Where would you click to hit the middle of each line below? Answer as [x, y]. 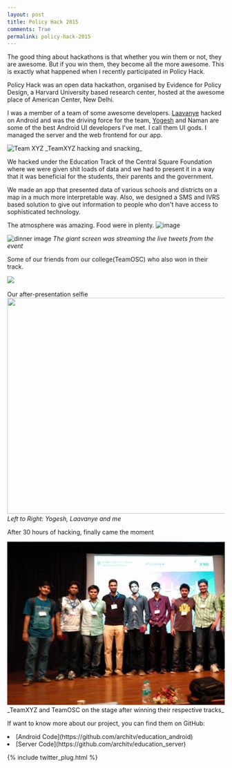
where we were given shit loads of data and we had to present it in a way [111, 169]
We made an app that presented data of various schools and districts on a [112, 190]
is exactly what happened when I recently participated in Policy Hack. [106, 72]
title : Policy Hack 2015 [43, 22]
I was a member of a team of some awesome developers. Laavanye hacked [115, 113]
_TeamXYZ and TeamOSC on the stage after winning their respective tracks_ [116, 710]
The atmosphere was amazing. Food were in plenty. [81, 225]
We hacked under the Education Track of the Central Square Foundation [110, 162]
